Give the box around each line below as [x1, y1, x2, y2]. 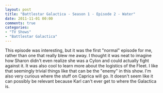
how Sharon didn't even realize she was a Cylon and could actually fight [5, 58, 149, 63]
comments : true [5, 20, 36, 26]
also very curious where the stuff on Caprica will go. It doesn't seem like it [5, 73, 153, 79]
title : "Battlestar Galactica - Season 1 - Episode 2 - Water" [5, 12, 136, 16]
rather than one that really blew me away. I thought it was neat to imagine [5, 52, 152, 58]
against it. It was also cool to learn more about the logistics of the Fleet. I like [5, 62, 158, 68]
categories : [5, 25, 29, 30]
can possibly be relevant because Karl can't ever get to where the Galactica [5, 78, 157, 84]
